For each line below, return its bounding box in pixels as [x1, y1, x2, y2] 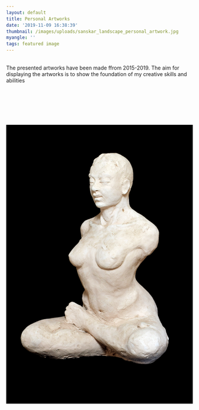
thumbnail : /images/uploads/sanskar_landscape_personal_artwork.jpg [6, 29, 179, 34]
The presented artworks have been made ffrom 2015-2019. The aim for [6, 64, 179, 71]
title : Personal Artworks [6, 15, 70, 22]
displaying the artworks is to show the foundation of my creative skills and [6, 71, 188, 77]
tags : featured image [6, 41, 60, 47]
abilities [6, 77, 25, 84]
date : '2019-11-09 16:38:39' [6, 22, 78, 28]
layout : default [6, 10, 46, 15]
